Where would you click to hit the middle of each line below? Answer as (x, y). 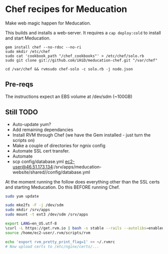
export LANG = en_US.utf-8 (31, 223)
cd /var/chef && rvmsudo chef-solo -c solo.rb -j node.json (69, 69)
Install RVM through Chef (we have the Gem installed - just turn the (81, 135)
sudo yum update (22, 196)
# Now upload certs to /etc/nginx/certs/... (52, 246)
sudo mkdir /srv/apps (28, 210)
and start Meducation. (28, 38)
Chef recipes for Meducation (66, 9)
